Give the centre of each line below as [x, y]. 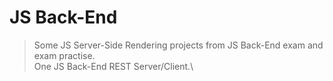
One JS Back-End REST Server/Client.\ [113, 66]
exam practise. [64, 55]
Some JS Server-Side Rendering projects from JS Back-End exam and [178, 45]
